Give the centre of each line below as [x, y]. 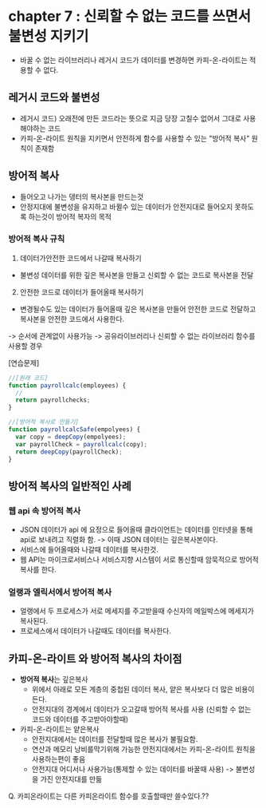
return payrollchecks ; [53, 400]
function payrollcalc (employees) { [67, 385]
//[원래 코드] [28, 378]
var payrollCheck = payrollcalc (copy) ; [82, 444]
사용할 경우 [25, 346]
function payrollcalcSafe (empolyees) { [74, 430]
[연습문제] [24, 362]
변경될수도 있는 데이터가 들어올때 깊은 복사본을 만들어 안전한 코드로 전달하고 [138, 309]
